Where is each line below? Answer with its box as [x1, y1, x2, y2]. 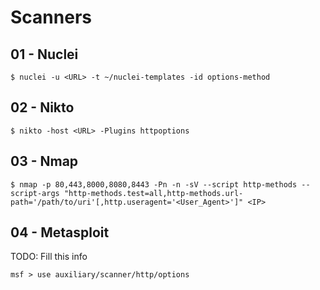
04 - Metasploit [10, 224, 110, 241]
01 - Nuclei [10, 46, 79, 63]
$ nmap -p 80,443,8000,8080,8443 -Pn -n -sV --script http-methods [10, 179, 298, 190]
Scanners [10, 6, 92, 29]
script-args [10, 188, 60, 198]
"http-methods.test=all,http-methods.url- [63, 188, 244, 198]
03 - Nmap [10, 153, 79, 170]
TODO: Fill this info [10, 251, 88, 263]
